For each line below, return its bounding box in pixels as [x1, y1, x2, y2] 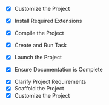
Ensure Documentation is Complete [14, 66, 104, 73]
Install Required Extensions [14, 18, 82, 25]
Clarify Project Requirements [14, 78, 87, 86]
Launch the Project [14, 54, 62, 61]
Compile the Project [14, 30, 64, 37]
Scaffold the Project [14, 85, 64, 92]
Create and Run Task [14, 42, 67, 49]
